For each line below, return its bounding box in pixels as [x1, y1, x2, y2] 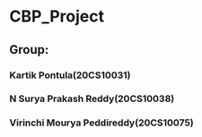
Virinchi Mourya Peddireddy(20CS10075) [9, 116, 195, 129]
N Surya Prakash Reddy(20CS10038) [9, 92, 175, 105]
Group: [9, 42, 49, 57]
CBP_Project [9, 6, 105, 27]
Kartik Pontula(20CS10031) [9, 69, 132, 81]
